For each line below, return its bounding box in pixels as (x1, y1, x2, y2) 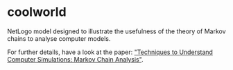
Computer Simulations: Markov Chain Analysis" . (7, 55, 144, 63)
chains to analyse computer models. (7, 34, 111, 42)
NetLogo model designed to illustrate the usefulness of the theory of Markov (7, 27, 226, 35)
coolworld (7, 4, 67, 20)
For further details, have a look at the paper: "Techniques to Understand (7, 48, 214, 56)
